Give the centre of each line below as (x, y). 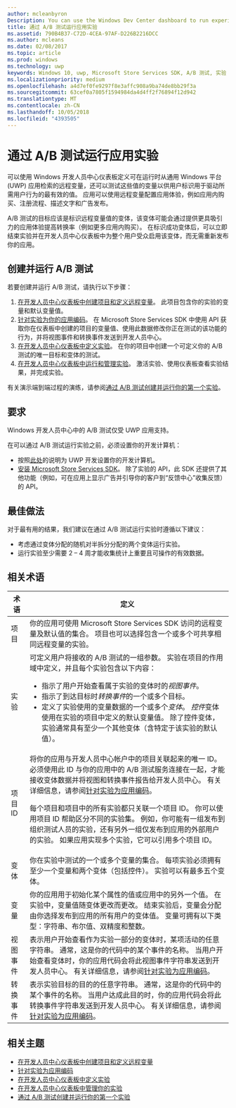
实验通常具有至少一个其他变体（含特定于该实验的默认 (129, 728)
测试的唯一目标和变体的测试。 (60, 355)
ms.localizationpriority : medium (56, 79)
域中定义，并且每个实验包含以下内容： (93, 668)
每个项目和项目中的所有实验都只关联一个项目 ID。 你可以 (123, 808)
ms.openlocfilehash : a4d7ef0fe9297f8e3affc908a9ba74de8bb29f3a (102, 86)
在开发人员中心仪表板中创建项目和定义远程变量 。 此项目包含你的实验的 (120, 302)
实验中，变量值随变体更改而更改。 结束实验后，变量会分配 (125, 905)
